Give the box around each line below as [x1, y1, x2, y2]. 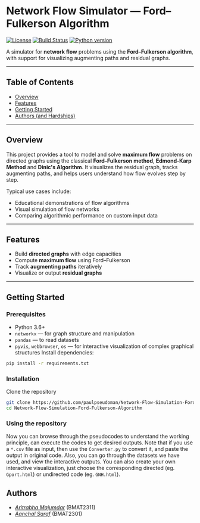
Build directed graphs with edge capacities [14, 250, 121, 257]
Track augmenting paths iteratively [14, 263, 102, 270]
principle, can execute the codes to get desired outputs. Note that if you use [6, 439, 193, 446]
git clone [6, 400, 31, 406]
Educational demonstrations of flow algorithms [14, 199, 130, 206]
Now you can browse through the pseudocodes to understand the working [6, 433, 189, 440]
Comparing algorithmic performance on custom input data [14, 211, 158, 219]
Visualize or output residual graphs [14, 269, 102, 276]
